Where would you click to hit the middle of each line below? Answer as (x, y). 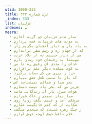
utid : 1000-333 (20, 10)
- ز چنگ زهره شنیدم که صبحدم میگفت (46, 110)
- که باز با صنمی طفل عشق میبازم (43, 78)
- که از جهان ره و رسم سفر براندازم (46, 50)
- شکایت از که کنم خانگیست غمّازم (43, 105)
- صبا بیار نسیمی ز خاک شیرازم (41, 96)
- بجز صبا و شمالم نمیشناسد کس (41, 82)
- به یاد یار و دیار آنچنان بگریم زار (49, 46)
